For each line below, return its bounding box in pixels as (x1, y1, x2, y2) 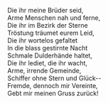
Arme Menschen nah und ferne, (7, 13, 101, 22)
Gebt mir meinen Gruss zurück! (7, 89, 99, 97)
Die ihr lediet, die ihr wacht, (7, 59, 87, 67)
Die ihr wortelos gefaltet (7, 36, 78, 45)
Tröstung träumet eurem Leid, (7, 28, 94, 37)
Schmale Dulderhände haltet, (7, 51, 92, 60)
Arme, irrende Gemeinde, (7, 67, 82, 75)
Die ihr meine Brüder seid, (7, 6, 84, 14)
